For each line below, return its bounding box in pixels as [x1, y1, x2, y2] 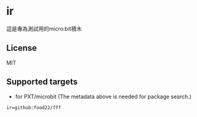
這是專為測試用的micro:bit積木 [6, 25, 82, 32]
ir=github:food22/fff [6, 104, 62, 110]
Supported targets [6, 77, 78, 87]
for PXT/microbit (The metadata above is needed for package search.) [15, 93, 192, 100]
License [6, 43, 37, 53]
